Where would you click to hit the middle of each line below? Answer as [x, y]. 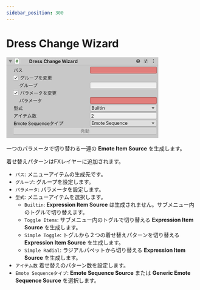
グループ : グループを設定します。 [54, 181]
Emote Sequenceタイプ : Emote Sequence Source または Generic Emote [103, 272]
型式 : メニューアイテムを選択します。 [60, 197]
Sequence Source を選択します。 [57, 280]
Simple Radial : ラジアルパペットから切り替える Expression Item [105, 250]
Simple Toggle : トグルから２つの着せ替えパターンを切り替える [102, 235]
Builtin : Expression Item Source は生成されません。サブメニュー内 [109, 204]
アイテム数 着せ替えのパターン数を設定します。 [72, 265]
